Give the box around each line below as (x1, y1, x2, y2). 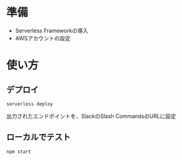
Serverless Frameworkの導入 (15, 27, 89, 34)
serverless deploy (6, 101, 53, 107)
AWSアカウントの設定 (15, 34, 71, 42)
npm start (6, 148, 32, 155)
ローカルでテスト (6, 132, 71, 142)
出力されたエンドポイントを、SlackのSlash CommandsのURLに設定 (6, 112, 177, 120)
